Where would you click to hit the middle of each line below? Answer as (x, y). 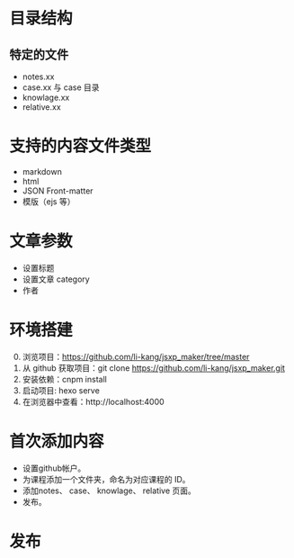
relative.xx (41, 107)
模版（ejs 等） (49, 201)
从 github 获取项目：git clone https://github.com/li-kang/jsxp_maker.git (154, 368)
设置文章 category (56, 279)
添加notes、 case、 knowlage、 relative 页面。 (109, 490)
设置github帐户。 (54, 468)
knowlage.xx (46, 97)
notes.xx (38, 76)
